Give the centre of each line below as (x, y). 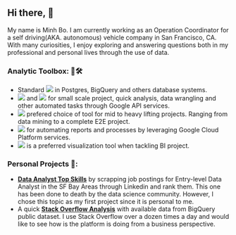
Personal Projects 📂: (43, 164)
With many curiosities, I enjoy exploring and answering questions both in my (118, 45)
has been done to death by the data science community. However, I (115, 194)
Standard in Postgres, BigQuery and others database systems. (112, 90)
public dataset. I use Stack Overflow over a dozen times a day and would (123, 217)
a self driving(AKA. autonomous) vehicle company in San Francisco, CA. (112, 37)
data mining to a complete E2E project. (74, 122)
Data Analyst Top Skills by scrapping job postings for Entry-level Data (119, 179)
